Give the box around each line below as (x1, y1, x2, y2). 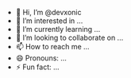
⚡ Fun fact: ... (15, 62, 60, 72)
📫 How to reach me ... (15, 42, 90, 51)
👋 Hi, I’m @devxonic (15, 8, 82, 17)
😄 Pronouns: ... (15, 53, 67, 63)
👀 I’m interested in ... (15, 16, 83, 25)
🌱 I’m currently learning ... (15, 25, 101, 33)
